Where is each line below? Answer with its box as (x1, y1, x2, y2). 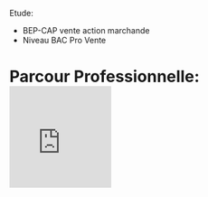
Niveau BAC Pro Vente (22, 35, 107, 45)
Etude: (9, 8, 34, 18)
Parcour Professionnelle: (9, 67, 200, 87)
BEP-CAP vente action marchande (22, 25, 150, 35)
